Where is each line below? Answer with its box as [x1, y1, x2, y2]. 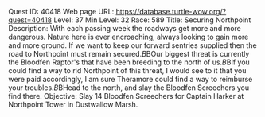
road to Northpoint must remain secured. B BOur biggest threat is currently [8, 49, 250, 58]
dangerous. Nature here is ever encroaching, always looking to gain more [8, 32, 249, 41]
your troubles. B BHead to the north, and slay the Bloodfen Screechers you [8, 83, 249, 92]
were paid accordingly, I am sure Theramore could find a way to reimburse [8, 75, 253, 84]
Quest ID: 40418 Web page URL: [8, 7, 115, 16]
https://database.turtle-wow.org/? [115, 7, 227, 16]
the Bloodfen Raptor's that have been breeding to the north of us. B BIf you [8, 57, 251, 67]
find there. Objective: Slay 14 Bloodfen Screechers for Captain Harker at [8, 92, 244, 100]
